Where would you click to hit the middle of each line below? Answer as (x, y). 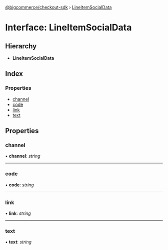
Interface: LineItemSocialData (68, 28)
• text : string (18, 242)
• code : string (19, 185)
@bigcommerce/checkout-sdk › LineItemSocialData (58, 7)
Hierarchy (21, 46)
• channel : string (23, 156)
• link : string (18, 213)
